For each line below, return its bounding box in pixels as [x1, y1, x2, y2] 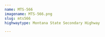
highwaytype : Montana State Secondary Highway [4, 20, 100, 25]
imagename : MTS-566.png [4, 12, 53, 16]
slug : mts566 [4, 16, 31, 21]
